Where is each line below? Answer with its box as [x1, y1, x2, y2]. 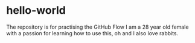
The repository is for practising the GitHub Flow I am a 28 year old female [6, 23, 189, 30]
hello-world [6, 4, 66, 17]
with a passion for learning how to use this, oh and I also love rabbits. [6, 29, 179, 36]
